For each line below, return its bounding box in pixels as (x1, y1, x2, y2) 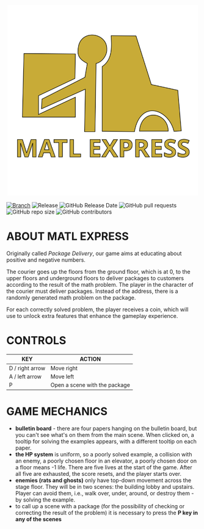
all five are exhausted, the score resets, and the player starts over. (15, 470, 182, 477)
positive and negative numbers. (6, 256, 86, 264)
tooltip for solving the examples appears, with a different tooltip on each (15, 437, 197, 445)
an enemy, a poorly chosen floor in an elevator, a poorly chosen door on (15, 457, 197, 464)
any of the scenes (15, 515, 62, 523)
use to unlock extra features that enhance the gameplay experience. (6, 312, 178, 319)
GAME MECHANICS (6, 405, 108, 418)
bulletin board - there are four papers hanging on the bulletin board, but (15, 425, 197, 432)
